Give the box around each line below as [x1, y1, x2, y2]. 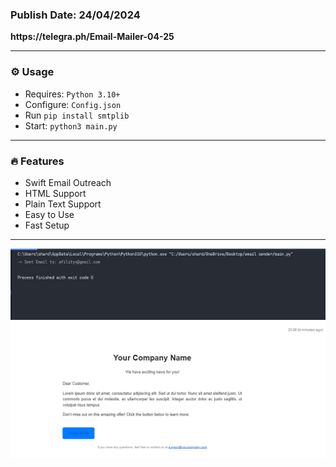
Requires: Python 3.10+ [24, 88, 121, 100]
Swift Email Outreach [24, 176, 112, 188]
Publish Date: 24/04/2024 [10, 8, 141, 22]
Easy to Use [24, 208, 75, 220]
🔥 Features [10, 154, 65, 168]
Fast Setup [24, 219, 70, 231]
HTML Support [24, 187, 87, 199]
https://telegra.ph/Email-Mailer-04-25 [10, 31, 175, 43]
